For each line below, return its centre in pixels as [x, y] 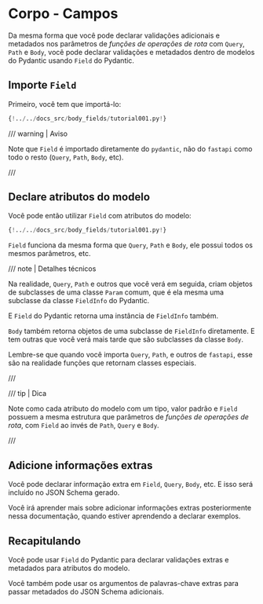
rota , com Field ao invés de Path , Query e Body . [84, 426]
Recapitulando [44, 541]
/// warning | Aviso [38, 134]
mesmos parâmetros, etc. [49, 254]
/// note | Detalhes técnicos [52, 269]
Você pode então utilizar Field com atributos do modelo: [100, 216]
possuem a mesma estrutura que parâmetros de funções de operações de [129, 417]
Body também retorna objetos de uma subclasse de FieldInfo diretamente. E [131, 331]
